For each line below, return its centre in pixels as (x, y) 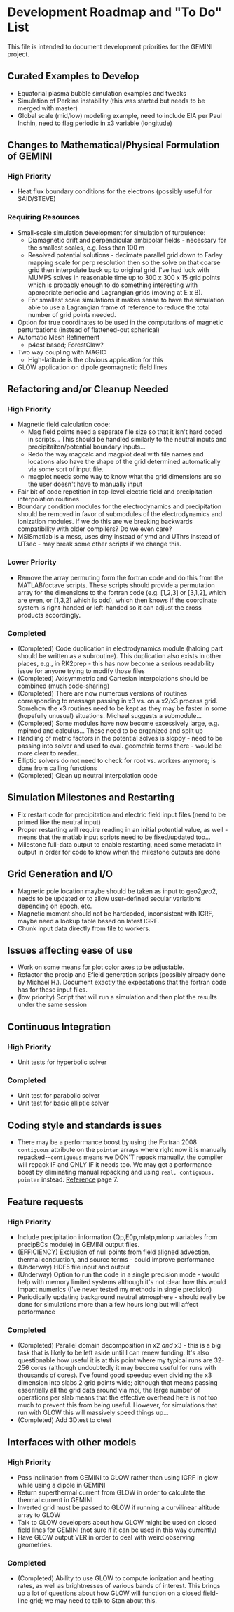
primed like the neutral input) (59, 822)
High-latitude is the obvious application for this (95, 359)
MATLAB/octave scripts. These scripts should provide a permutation (116, 585)
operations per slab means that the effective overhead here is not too (117, 1397)
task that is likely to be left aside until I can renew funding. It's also (113, 1353)
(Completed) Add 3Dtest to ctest (64, 1420)
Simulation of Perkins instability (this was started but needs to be (111, 101)
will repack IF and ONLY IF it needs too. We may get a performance (115, 1165)
